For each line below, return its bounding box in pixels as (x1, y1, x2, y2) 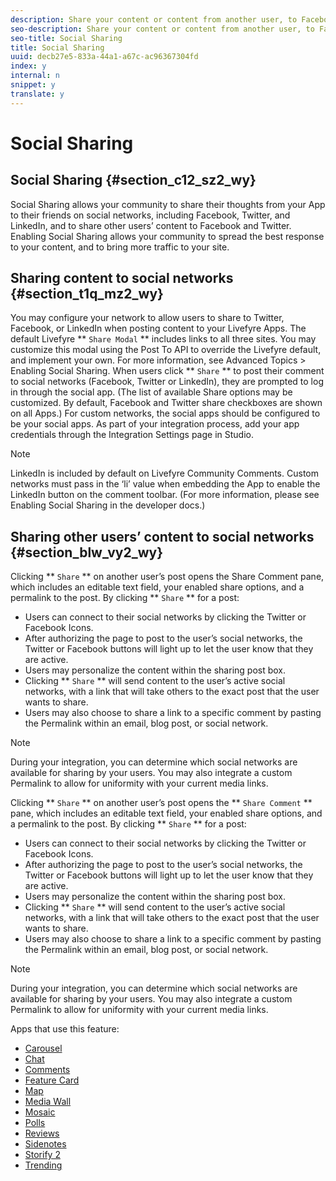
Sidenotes (24, 1138, 67, 1150)
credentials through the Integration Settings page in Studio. (10, 429, 254, 441)
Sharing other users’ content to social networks (10, 528, 315, 545)
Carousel (24, 1042, 63, 1055)
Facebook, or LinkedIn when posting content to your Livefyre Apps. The (10, 322, 307, 335)
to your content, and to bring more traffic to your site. (10, 241, 230, 253)
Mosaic (24, 1106, 56, 1118)
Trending (24, 1159, 63, 1171)
